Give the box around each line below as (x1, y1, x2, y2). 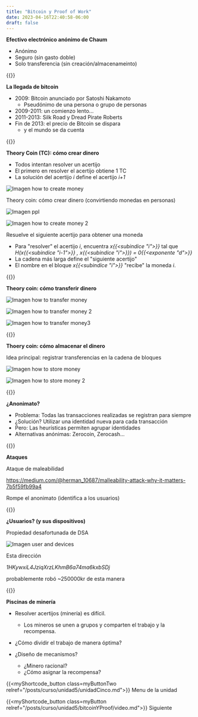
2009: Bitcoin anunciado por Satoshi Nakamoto (14, 95, 131, 102)
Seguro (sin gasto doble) (14, 54, 76, 61)
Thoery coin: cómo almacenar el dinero (6, 343, 105, 350)
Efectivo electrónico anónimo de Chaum (6, 36, 108, 43)
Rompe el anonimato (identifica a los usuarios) (6, 494, 120, 502)
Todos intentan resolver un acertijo (14, 161, 100, 168)
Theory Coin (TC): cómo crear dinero (6, 149, 99, 156)
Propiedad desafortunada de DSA (6, 529, 89, 536)
